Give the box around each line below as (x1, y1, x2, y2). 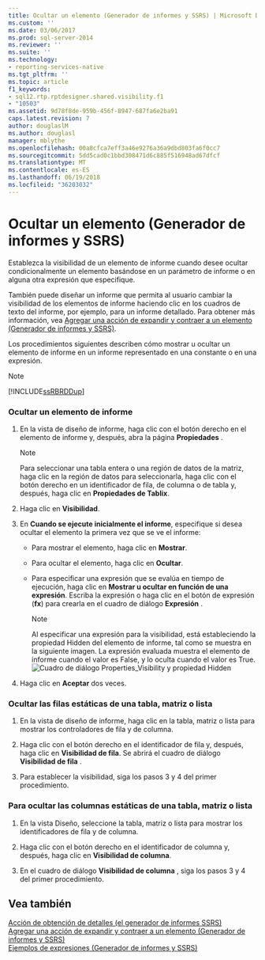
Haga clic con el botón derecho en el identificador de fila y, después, (19, 740, 244, 749)
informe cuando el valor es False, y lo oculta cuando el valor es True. (31, 655, 256, 664)
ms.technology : (8, 56, 58, 64)
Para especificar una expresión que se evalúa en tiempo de (31, 573, 225, 582)
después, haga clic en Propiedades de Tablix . (19, 488, 170, 498)
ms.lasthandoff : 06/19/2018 (8, 173, 101, 182)
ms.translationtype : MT (8, 159, 87, 167)
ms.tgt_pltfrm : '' (8, 70, 69, 78)
